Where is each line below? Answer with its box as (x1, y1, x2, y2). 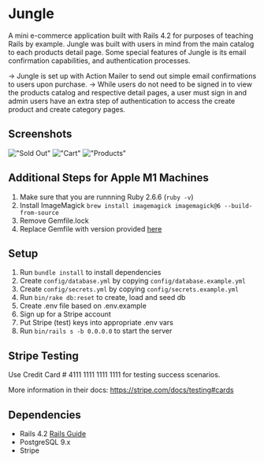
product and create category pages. (8, 104, 126, 114)
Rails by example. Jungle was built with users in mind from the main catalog (8, 39, 255, 48)
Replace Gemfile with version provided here (19, 224, 162, 233)
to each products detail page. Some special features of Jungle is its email (8, 47, 247, 57)
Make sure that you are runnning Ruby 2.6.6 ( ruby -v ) (19, 192, 195, 202)
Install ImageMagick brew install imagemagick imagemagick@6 (19, 200, 221, 209)
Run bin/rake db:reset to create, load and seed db (19, 293, 186, 302)
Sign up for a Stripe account (19, 309, 112, 319)
